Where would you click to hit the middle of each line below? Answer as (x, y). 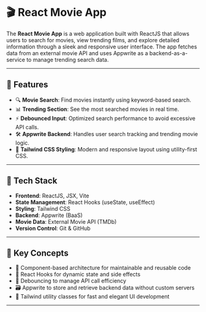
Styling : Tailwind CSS (43, 208)
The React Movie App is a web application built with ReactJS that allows (98, 33)
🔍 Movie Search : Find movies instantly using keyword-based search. (103, 100)
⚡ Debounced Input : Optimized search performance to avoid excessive (105, 118)
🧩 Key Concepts (37, 253)
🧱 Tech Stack (32, 181)
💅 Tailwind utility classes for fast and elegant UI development (92, 297)
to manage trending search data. (68, 59)
